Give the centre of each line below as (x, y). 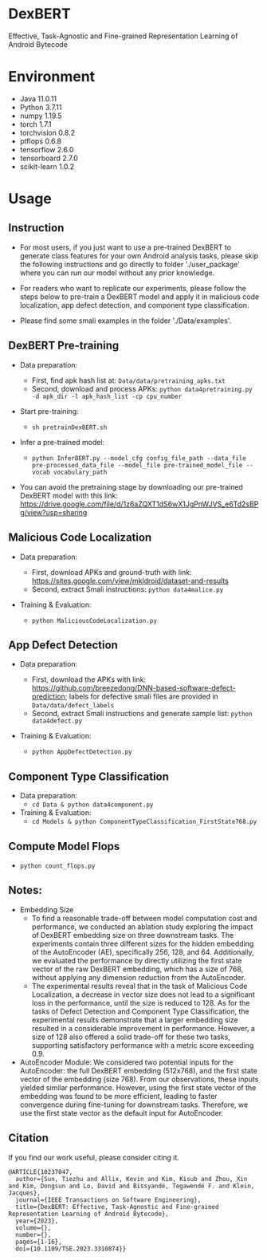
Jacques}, (25, 1193)
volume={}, (33, 1228)
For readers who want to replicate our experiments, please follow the (133, 288)
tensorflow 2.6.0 (47, 149)
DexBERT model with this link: (69, 495)
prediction (48, 697)
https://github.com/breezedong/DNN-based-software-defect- (134, 688)
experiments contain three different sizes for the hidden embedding (143, 943)
